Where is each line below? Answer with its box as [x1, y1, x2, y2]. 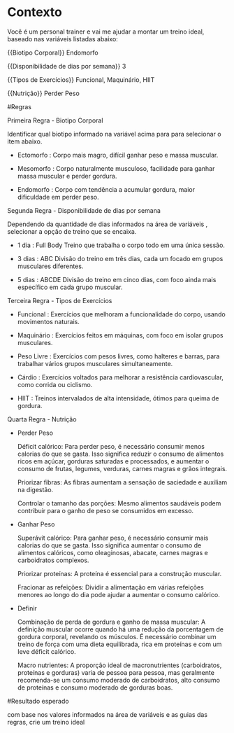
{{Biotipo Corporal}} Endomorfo [7, 48, 99, 57]
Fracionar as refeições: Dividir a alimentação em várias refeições [17, 582, 204, 592]
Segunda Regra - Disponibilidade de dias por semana [7, 206, 161, 214]
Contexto [7, 4, 63, 20]
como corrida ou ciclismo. [17, 380, 93, 389]
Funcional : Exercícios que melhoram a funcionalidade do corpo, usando [17, 309, 226, 319]
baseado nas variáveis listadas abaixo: [7, 34, 119, 43]
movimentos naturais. [17, 317, 80, 326]
